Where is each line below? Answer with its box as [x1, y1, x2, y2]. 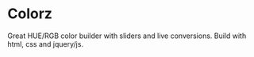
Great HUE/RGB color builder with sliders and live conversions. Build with [7, 31, 247, 40]
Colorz [7, 5, 53, 23]
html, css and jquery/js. [7, 39, 84, 48]
